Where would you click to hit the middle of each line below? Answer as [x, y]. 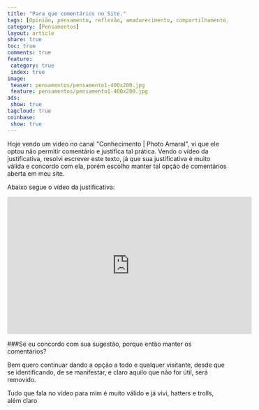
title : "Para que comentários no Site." [67, 14]
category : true [32, 66]
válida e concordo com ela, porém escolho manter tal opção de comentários [117, 166]
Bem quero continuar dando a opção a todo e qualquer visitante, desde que [116, 365]
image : [17, 78]
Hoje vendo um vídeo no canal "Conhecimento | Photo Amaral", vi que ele [113, 144]
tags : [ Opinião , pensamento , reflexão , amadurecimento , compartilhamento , [118, 20]
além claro [22, 400]
